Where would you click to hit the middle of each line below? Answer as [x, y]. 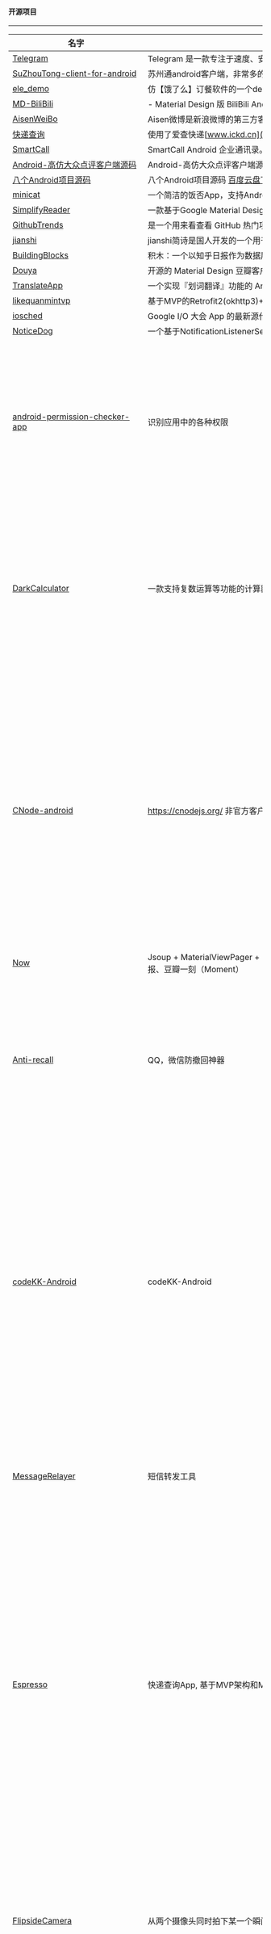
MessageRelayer [44, 1476]
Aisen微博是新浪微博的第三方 [203, 120]
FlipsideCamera [42, 1921]
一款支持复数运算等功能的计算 [204, 589]
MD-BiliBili [33, 104]
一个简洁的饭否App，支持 [196, 195]
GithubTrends [38, 225]
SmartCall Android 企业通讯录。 [208, 150]
